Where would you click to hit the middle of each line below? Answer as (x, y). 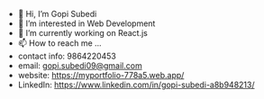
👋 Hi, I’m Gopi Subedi (57, 14)
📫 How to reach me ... (59, 43)
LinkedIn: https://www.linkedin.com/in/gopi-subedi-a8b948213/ (136, 85)
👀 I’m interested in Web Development (86, 23)
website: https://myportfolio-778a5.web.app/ (101, 75)
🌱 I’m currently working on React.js (83, 33)
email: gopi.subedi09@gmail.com (80, 66)
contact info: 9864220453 (67, 56)
